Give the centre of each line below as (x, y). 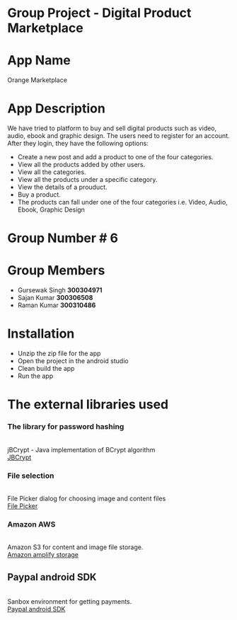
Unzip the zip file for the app (59, 354)
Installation (41, 334)
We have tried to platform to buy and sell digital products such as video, (112, 128)
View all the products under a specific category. (87, 180)
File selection (31, 476)
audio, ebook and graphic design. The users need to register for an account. (118, 136)
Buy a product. (39, 195)
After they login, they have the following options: (78, 144)
